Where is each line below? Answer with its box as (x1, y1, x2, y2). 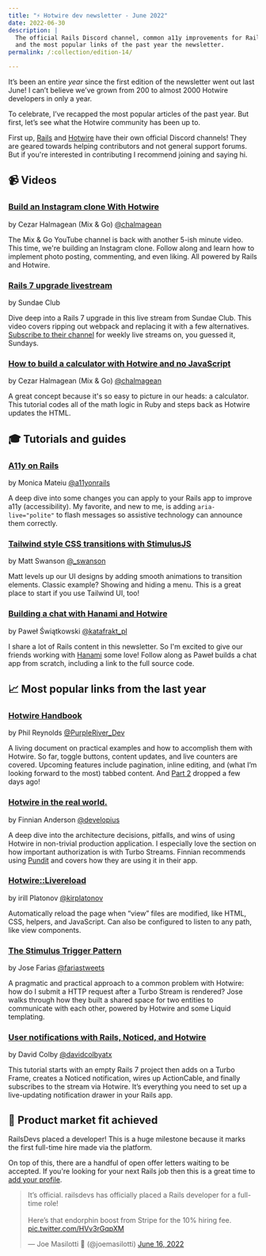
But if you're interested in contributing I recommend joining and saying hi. (8, 150, 248, 159)
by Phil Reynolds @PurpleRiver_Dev (8, 728, 125, 737)
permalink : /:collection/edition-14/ (8, 48, 133, 56)
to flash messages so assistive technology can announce (56, 510, 243, 520)
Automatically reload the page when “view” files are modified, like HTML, (8, 908, 247, 918)
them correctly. (8, 518, 58, 527)
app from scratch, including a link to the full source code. (8, 658, 195, 668)
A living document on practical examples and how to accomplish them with (8, 744, 253, 753)
